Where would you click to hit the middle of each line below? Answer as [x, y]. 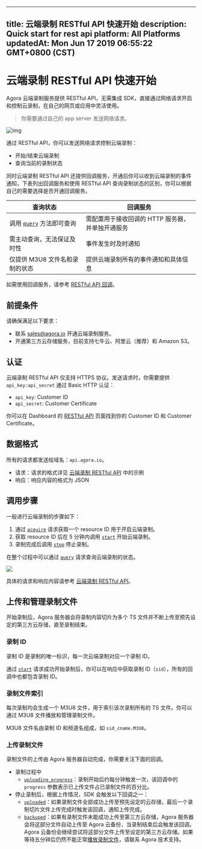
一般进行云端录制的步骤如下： [43, 516]
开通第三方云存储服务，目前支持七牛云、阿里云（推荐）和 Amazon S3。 [104, 341]
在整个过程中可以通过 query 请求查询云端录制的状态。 [72, 557]
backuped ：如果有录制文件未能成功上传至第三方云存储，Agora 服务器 [109, 817]
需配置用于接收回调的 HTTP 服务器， [138, 219]
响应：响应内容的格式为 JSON [52, 480]
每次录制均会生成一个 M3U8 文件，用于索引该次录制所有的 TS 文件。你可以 [99, 707]
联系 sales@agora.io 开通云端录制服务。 [65, 333]
